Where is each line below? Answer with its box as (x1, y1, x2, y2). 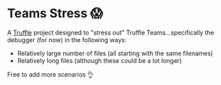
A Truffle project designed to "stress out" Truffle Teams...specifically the (7, 28, 215, 37)
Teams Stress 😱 (7, 6, 103, 21)
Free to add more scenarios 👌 (7, 70, 94, 78)
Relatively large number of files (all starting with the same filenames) (17, 49, 213, 57)
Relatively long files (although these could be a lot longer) (17, 56, 182, 64)
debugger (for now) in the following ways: (7, 35, 127, 44)
